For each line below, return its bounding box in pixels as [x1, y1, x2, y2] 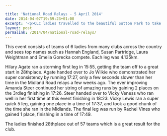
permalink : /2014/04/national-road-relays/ [5, 30, 97, 35]
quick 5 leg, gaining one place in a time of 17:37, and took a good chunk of [5, 101, 157, 107]
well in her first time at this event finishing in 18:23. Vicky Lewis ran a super [5, 95, 159, 102]
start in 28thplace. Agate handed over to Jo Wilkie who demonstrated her [5, 69, 156, 75]
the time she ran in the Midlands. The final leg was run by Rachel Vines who [5, 106, 161, 112]
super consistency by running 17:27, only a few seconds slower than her [5, 74, 153, 80]
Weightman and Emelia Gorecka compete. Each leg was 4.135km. [5, 54, 139, 60]
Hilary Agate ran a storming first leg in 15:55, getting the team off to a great [5, 64, 159, 70]
